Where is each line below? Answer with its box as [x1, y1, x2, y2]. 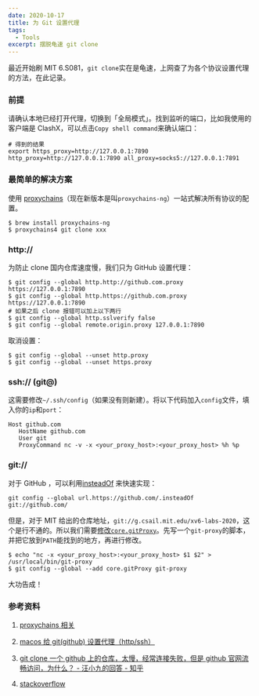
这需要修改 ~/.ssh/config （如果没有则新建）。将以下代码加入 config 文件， [8, 395, 243, 405]
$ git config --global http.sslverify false [8, 315, 156, 322]
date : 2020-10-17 [8, 11, 65, 20]
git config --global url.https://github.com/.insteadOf [8, 494, 194, 502]
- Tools [15, 33, 41, 42]
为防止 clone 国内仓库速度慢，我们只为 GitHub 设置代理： [8, 263, 193, 272]
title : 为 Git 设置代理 [8, 19, 80, 27]
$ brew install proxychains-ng [8, 219, 110, 227]
